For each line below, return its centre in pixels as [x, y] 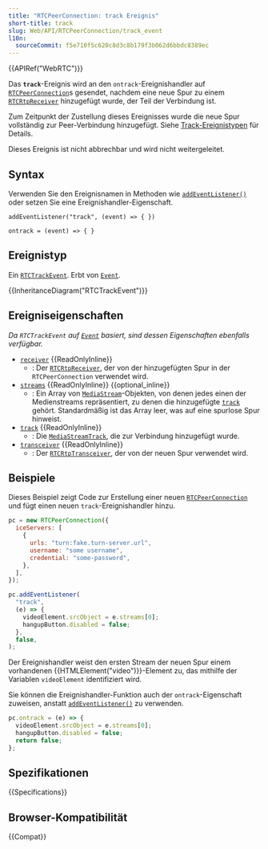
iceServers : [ [39, 528]
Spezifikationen [49, 773]
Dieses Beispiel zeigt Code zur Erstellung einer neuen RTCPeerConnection [128, 498]
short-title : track [41, 23]
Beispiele [32, 478]
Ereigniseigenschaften [66, 316]
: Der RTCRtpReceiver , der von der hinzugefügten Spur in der [131, 368]
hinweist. [47, 419]
